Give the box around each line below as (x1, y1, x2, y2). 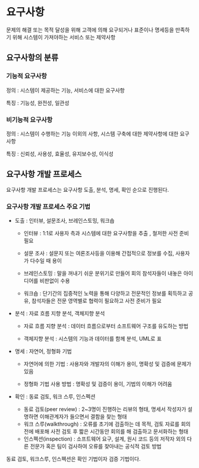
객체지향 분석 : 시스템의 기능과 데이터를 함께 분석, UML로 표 (23, 335, 162, 342)
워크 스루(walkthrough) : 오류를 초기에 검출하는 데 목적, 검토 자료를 (23, 420, 180, 428)
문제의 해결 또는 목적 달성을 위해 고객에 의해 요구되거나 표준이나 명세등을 (6, 26, 174, 33)
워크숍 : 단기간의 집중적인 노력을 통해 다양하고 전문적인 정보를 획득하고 (23, 290, 187, 297)
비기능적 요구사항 (6, 115, 53, 124)
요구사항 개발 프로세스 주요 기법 (6, 203, 91, 211)
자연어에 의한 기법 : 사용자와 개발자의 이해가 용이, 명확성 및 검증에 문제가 (23, 361, 192, 368)
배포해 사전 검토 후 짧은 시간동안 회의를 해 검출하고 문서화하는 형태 (34, 428, 189, 435)
